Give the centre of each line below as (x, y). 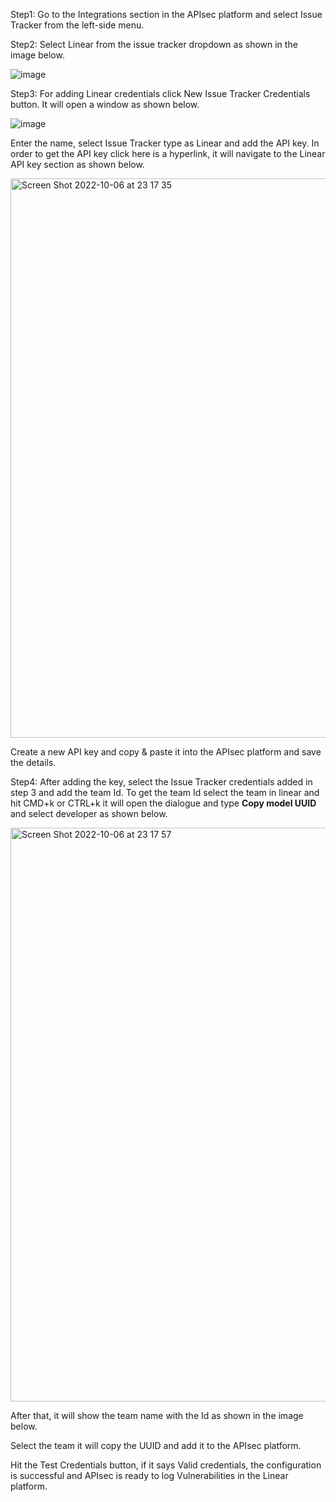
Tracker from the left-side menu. (77, 25)
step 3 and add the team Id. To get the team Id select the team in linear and (165, 792)
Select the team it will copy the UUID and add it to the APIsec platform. (156, 1445)
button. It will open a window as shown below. (105, 104)
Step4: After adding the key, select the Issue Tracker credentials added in (161, 782)
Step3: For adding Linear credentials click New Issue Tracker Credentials (160, 93)
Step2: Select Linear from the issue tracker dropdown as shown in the (154, 44)
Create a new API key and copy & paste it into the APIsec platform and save (166, 752)
